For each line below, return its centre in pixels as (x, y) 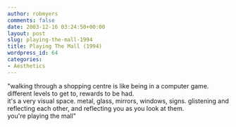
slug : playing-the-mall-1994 (50, 40)
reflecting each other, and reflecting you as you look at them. (96, 108)
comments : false (31, 20)
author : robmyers (33, 14)
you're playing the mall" (42, 116)
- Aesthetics (26, 66)
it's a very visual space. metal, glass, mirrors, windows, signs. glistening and (118, 101)
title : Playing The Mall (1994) (55, 46)
